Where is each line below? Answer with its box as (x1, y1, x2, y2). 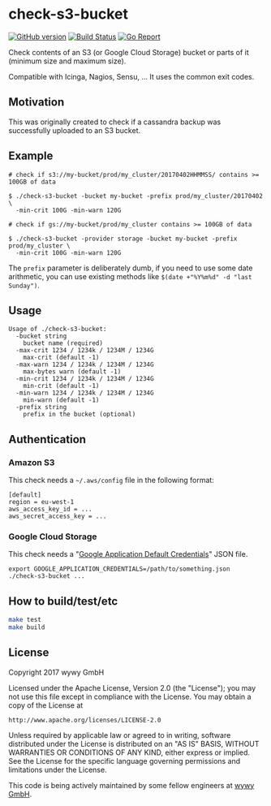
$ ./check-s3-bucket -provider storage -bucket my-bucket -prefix (8, 235, 238, 243)
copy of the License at (8, 700, 84, 710)
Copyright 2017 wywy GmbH (8, 667, 105, 677)
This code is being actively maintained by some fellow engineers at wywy (8, 780, 255, 790)
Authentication (8, 432, 87, 446)
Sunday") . (8, 280, 41, 290)
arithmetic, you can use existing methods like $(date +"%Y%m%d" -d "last (8, 271, 252, 281)
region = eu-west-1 (8, 498, 75, 506)
